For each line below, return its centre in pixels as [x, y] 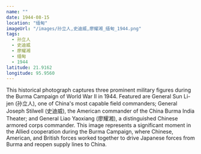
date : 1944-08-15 [28, 17]
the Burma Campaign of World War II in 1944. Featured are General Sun [94, 96]
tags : [13, 34]
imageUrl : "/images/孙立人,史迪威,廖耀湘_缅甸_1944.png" [74, 28]
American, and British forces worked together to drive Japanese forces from [100, 138]
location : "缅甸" [27, 23]
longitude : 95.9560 [31, 73]
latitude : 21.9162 [29, 67]
